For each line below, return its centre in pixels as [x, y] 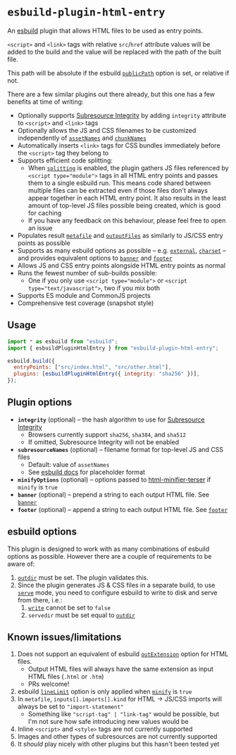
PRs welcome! [49, 684]
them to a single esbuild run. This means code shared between [119, 183]
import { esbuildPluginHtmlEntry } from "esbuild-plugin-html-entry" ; [113, 348]
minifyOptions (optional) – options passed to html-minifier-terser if [114, 480]
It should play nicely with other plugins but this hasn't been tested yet [118, 744]
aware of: [21, 564]
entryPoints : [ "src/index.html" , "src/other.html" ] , [93, 367]
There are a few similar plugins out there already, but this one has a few [111, 94]
